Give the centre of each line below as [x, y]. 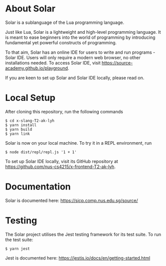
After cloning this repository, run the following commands [64, 111]
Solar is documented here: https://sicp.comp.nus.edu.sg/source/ [72, 200]
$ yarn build [19, 129]
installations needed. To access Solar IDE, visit [53, 63]
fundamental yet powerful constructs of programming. [61, 42]
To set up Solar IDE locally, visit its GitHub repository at [62, 161]
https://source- [117, 63]
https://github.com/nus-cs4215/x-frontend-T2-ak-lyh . [60, 167]
